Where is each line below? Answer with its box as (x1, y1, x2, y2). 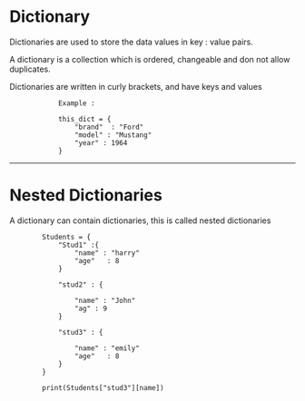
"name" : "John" (74, 296, 136, 305)
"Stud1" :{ (57, 240, 100, 249)
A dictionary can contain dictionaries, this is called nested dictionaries (9, 215, 271, 226)
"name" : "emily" (74, 343, 141, 353)
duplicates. (9, 64, 52, 74)
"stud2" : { (57, 279, 103, 289)
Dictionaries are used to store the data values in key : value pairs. (9, 36, 254, 47)
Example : (57, 98, 95, 108)
